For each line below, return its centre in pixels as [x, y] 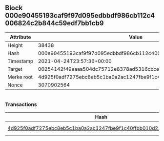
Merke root [20, 77]
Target [15, 69]
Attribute [20, 37]
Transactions [21, 104]
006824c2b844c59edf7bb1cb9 [54, 23]
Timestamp [20, 61]
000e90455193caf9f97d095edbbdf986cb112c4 [80, 16]
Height [15, 45]
